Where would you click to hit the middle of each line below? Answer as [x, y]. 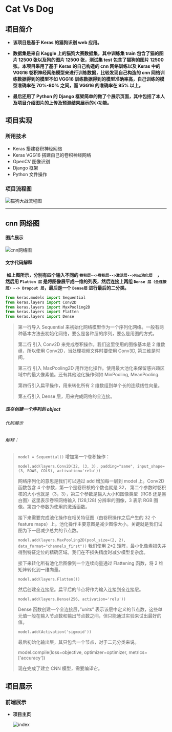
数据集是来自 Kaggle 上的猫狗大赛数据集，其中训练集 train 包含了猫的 [86, 53]
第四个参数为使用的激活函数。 [58, 507]
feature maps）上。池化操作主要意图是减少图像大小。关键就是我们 [88, 524]
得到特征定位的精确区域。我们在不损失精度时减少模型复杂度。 [83, 552]
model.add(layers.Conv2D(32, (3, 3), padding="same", [76, 467]
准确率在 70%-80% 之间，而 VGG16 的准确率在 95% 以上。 [80, 85]
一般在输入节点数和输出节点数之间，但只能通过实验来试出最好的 [94, 616]
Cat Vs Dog [29, 9]
